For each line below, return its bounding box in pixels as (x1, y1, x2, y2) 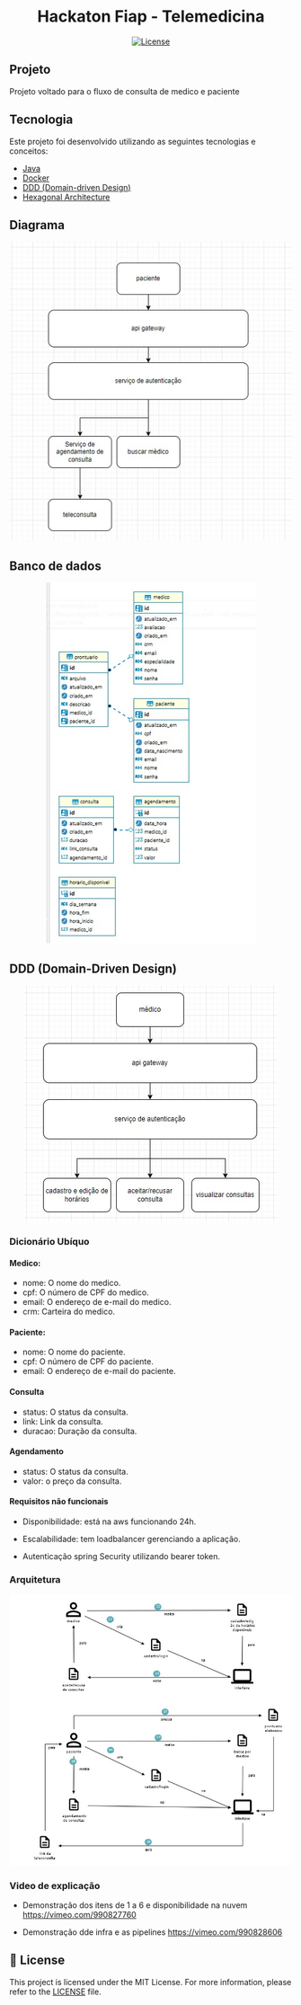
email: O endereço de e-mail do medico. (22, 1297, 173, 1308)
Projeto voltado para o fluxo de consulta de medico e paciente (9, 85, 240, 96)
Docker (22, 173, 50, 183)
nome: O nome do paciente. (22, 1346, 126, 1358)
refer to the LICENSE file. (9, 1986, 102, 1997)
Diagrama (9, 217, 66, 233)
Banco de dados (9, 558, 102, 573)
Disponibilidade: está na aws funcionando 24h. (22, 1516, 197, 1527)
